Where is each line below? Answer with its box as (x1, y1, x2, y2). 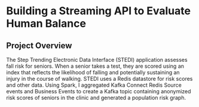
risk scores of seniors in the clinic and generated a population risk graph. (6, 94, 186, 101)
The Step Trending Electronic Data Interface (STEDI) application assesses (6, 56, 188, 63)
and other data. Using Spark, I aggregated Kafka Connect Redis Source (6, 81, 182, 89)
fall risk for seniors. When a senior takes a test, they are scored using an (6, 62, 184, 70)
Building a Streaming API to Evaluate (6, 4, 191, 18)
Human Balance (6, 17, 87, 30)
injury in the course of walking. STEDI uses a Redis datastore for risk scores (6, 75, 193, 82)
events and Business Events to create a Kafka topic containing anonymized (6, 88, 191, 95)
